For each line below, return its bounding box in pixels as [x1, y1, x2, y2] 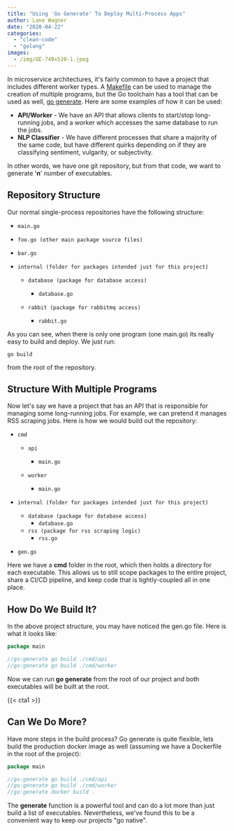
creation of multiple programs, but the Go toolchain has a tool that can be [7, 90, 219, 98]
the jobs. [17, 125, 43, 134]
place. [7, 583, 26, 592]
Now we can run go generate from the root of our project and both [7, 674, 200, 683]
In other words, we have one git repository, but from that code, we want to [7, 162, 221, 170]
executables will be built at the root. [7, 682, 110, 690]
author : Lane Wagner [7, 17, 68, 24]
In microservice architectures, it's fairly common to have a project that [7, 75, 210, 83]
